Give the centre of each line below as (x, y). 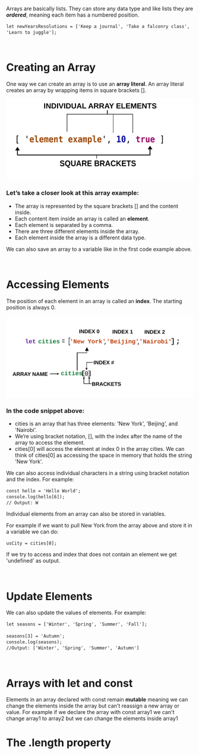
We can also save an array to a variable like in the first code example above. (99, 249)
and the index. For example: (40, 479)
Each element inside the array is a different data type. (80, 238)
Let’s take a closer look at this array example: (73, 193)
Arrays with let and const (70, 683)
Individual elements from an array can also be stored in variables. (86, 514)
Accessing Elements (58, 284)
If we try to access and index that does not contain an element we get (91, 554)
